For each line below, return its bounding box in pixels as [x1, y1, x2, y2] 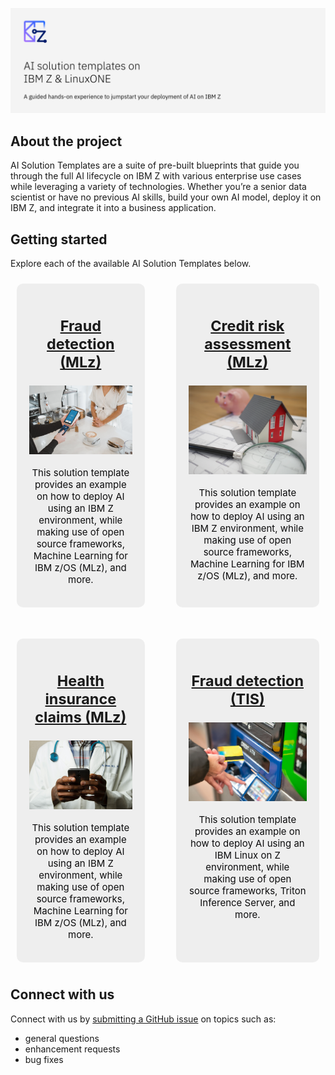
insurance [44, 689, 117, 708]
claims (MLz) [34, 707, 127, 727]
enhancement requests [24, 1043, 121, 1055]
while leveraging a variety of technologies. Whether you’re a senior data [10, 181, 307, 193]
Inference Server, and [199, 896, 296, 910]
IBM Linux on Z [214, 849, 281, 862]
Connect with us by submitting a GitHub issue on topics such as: [10, 1013, 277, 1025]
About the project [10, 133, 123, 150]
